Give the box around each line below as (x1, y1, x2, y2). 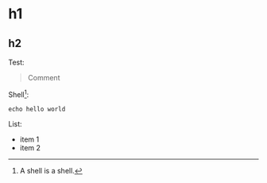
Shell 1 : (8, 88, 29, 99)
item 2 (19, 142, 41, 152)
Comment (27, 73, 60, 82)
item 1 (19, 134, 40, 144)
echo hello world (8, 105, 66, 113)
